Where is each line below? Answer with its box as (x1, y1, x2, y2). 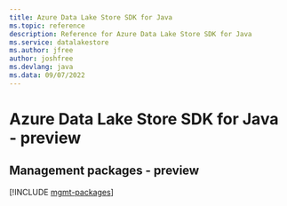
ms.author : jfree (9, 46, 74, 55)
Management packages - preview (9, 163, 200, 178)
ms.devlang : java (9, 63, 74, 72)
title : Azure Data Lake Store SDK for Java (9, 12, 173, 22)
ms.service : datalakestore (9, 37, 109, 47)
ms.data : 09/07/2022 (9, 71, 86, 80)
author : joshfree (9, 54, 74, 63)
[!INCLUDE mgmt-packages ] (9, 186, 114, 197)
